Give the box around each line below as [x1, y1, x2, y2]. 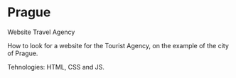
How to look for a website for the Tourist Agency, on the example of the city [7, 41, 230, 50]
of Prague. [7, 49, 38, 57]
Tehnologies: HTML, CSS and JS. [7, 62, 105, 71]
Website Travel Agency [7, 28, 75, 36]
